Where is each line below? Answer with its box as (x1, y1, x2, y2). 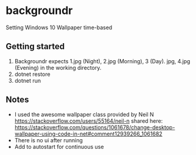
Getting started (5, 41, 65, 52)
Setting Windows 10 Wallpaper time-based (5, 24, 113, 31)
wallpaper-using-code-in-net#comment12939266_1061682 (14, 130, 163, 137)
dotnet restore (14, 71, 51, 78)
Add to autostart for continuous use (14, 143, 104, 150)
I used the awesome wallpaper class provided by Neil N (14, 111, 155, 118)
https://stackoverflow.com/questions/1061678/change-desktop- (14, 123, 175, 131)
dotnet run (14, 77, 41, 84)
